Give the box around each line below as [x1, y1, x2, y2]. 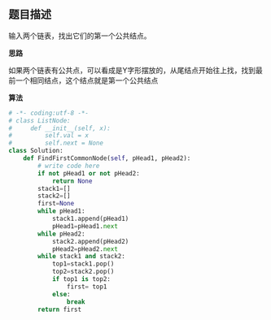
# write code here [37, 162, 100, 170]
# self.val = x [8, 132, 90, 140]
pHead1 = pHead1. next [51, 222, 118, 230]
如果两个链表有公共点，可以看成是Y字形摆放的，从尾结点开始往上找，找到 [8, 65, 256, 75]
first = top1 [66, 283, 107, 291]
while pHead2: [37, 230, 85, 238]
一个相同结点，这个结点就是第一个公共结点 [15, 76, 159, 85]
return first [37, 305, 82, 314]
